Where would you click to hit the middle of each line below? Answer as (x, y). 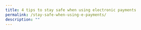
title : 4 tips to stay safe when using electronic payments (71, 10)
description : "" (23, 19)
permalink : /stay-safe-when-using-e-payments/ (56, 15)
